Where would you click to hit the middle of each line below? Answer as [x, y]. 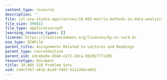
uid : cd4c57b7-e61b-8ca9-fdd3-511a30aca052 [51, 70]
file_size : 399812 [24, 24]
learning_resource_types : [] [35, 33]
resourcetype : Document [30, 61]
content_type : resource [30, 10]
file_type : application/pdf [34, 28]
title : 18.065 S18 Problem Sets [39, 65]
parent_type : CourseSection [34, 51]
